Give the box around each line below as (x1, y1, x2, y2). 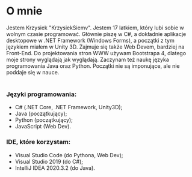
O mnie (6, 4, 43, 18)
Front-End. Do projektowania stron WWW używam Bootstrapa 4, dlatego (6, 49, 187, 56)
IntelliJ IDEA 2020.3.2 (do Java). (14, 164, 95, 172)
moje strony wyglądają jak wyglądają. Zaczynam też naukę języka (6, 56, 170, 63)
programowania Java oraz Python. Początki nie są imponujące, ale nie (6, 62, 180, 70)
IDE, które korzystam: (6, 138, 71, 146)
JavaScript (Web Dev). (14, 123, 71, 130)
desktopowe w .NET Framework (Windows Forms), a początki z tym (6, 37, 175, 44)
